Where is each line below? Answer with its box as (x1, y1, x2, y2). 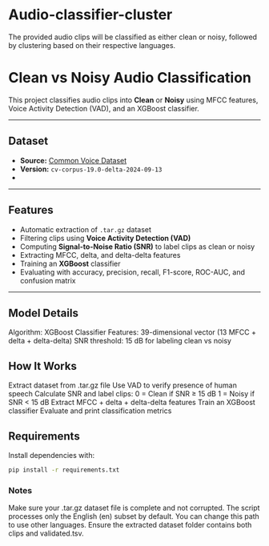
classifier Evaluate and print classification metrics (8, 406, 172, 416)
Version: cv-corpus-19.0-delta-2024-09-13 (19, 164, 163, 174)
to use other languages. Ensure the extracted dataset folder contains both (8, 520, 252, 530)
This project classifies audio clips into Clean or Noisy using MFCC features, (8, 94, 259, 105)
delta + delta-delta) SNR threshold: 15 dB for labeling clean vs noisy (8, 336, 232, 346)
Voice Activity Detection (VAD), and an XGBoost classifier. (8, 103, 200, 113)
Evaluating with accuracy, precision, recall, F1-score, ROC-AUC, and (19, 267, 246, 277)
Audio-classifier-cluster (8, 6, 173, 24)
